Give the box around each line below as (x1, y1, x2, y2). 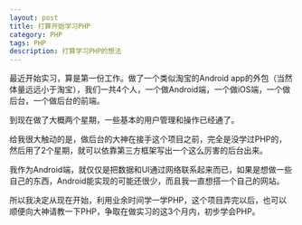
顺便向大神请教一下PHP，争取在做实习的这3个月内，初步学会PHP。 (9, 206, 260, 217)
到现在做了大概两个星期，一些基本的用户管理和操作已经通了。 (9, 115, 240, 126)
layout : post (9, 13, 59, 23)
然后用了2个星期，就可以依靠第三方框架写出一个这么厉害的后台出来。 (9, 145, 269, 156)
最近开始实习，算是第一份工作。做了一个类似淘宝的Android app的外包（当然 (9, 73, 293, 84)
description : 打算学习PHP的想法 (9, 47, 122, 56)
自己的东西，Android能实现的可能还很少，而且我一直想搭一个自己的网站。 (9, 175, 285, 186)
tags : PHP (9, 38, 47, 48)
